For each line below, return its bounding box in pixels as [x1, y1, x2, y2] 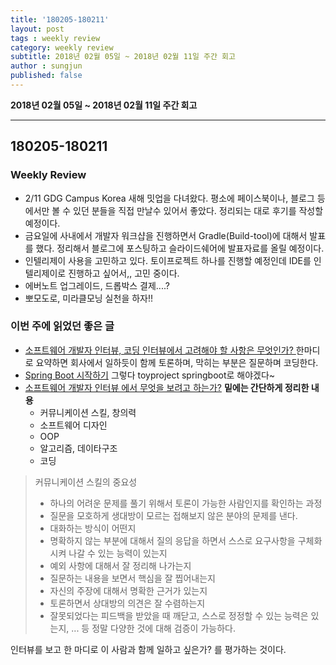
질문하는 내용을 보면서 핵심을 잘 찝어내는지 [49, 572, 217, 584]
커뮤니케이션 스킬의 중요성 [34, 476, 138, 488]
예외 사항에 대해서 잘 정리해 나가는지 [49, 559, 192, 571]
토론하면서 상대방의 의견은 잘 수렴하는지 [49, 597, 206, 609]
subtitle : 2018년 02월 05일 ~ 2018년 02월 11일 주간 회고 [10, 52, 236, 62]
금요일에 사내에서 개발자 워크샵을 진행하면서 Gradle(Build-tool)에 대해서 [24, 229, 308, 241]
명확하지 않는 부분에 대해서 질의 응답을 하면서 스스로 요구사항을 [49, 534, 296, 546]
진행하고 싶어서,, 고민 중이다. [68, 267, 180, 279]
